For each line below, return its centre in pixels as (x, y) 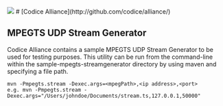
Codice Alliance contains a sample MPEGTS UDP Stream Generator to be (110, 49)
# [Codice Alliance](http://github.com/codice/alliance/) (93, 12)
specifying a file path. (38, 71)
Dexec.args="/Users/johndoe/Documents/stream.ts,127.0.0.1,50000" (104, 96)
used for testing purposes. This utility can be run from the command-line (110, 57)
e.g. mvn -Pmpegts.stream (44, 90)
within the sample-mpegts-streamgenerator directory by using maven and (112, 64)
